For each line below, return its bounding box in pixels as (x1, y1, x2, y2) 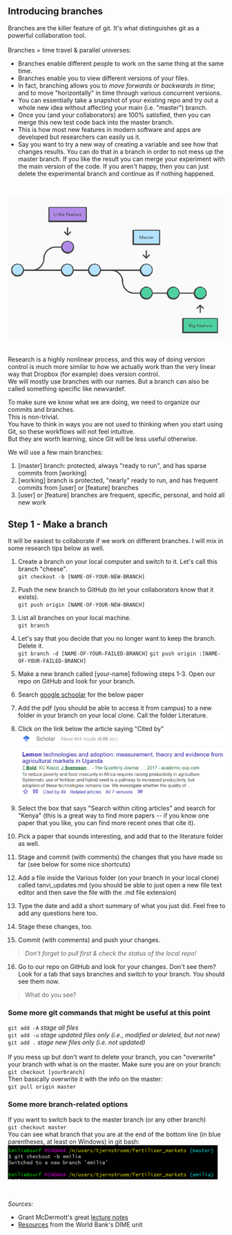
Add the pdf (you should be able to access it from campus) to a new (17, 704, 212, 713)
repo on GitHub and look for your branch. (17, 677, 135, 686)
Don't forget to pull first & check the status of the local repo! (24, 950, 197, 958)
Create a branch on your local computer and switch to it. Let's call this (17, 558, 218, 566)
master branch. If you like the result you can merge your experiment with (17, 155, 225, 163)
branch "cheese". (17, 565, 68, 573)
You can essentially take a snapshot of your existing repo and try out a (17, 96, 219, 104)
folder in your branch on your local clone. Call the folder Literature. (17, 711, 208, 719)
